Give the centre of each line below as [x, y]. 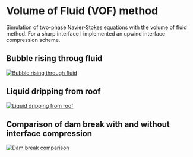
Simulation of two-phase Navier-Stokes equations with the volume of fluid [96, 27]
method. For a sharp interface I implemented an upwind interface [86, 33]
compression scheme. [33, 40]
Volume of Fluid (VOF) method [82, 11]
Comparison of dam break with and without [88, 124]
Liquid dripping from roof [53, 92]
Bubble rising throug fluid [54, 58]
